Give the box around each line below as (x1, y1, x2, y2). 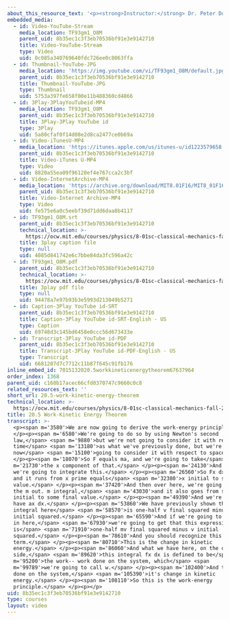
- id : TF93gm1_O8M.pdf (13, 258, 78, 265)
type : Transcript (19, 354, 69, 361)
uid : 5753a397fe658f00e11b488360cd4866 (19, 93, 133, 100)
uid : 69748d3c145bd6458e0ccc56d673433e (19, 328, 133, 336)
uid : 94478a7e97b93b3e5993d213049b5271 (19, 297, 133, 303)
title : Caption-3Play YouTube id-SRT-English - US (19, 316, 167, 323)
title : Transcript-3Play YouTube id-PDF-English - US (19, 347, 176, 355)
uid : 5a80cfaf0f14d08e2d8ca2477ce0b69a (19, 131, 133, 138)
